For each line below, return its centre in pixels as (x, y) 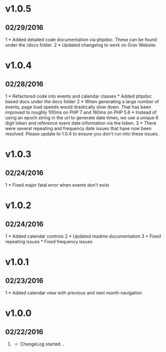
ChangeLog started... (42, 344)
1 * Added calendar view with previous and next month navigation (74, 293)
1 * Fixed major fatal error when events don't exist (57, 185)
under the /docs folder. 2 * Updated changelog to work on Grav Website (80, 45)
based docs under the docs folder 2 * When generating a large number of (82, 101)
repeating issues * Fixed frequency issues (49, 241)
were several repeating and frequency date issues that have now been (78, 128)
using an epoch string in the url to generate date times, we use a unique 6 (82, 118)
